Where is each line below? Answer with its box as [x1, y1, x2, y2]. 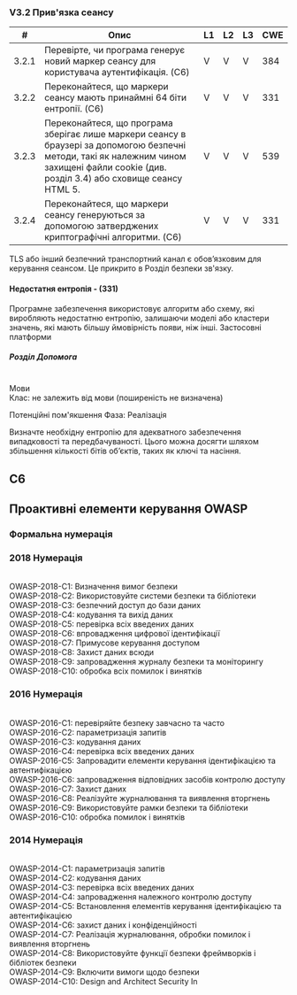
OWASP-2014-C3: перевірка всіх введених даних [9, 883, 194, 893]
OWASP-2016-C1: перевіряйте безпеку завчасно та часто [9, 717, 225, 728]
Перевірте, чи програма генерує [43, 44, 186, 57]
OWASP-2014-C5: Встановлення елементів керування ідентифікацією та [9, 901, 282, 912]
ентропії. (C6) [43, 103, 104, 115]
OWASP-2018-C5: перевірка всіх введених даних [9, 619, 194, 629]
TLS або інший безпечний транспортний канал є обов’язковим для [9, 254, 263, 265]
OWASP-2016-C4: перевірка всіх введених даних [9, 745, 194, 756]
